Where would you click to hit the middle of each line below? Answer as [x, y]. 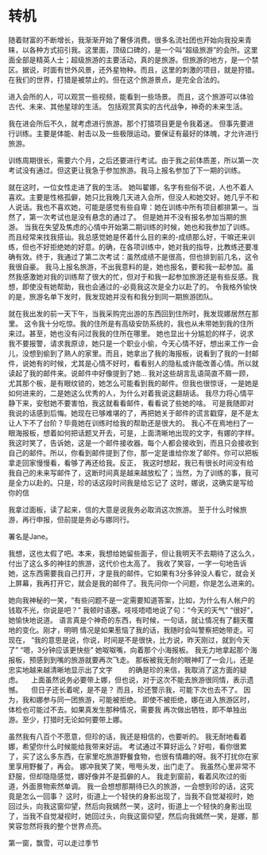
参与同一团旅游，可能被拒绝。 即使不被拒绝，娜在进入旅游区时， [148, 699]
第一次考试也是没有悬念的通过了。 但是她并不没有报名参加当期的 [134, 217]
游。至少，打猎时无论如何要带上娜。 [68, 719]
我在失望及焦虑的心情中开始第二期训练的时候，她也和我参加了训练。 [142, 227]
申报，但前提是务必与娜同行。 [84, 519]
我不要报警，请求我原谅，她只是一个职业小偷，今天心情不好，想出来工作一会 [133, 343]
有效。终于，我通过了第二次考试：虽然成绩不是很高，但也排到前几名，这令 [137, 256]
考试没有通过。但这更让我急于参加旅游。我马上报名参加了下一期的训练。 [126, 170]
